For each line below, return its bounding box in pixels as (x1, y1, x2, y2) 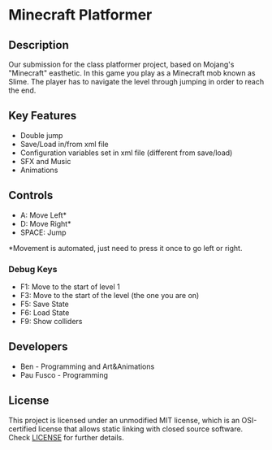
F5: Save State (19, 299, 69, 309)
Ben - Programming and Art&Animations (19, 361, 155, 371)
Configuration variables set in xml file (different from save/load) (19, 148, 233, 158)
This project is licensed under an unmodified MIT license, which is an (8, 415, 240, 425)
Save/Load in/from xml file (19, 139, 109, 149)
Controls (8, 188, 54, 202)
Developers (8, 340, 68, 354)
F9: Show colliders (19, 316, 83, 326)
